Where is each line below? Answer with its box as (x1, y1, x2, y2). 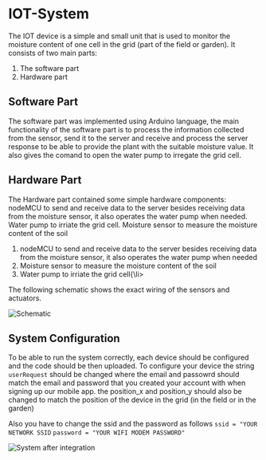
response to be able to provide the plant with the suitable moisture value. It (8, 141, 254, 151)
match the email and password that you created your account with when (8, 378, 246, 387)
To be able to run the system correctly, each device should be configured (8, 352, 249, 363)
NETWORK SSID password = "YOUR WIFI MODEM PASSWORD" (8, 429, 186, 437)
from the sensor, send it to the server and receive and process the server (8, 133, 248, 143)
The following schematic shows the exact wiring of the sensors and (8, 285, 230, 294)
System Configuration (8, 332, 121, 345)
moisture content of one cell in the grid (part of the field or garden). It (8, 39, 236, 49)
